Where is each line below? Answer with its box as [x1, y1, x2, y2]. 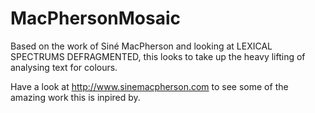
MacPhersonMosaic [10, 7, 182, 30]
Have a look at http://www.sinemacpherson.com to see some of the [10, 80, 289, 92]
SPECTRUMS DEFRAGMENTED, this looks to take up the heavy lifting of [10, 50, 306, 62]
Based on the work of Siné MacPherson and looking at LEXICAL [10, 40, 273, 52]
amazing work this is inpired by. [10, 91, 141, 103]
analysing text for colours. [10, 61, 118, 73]
